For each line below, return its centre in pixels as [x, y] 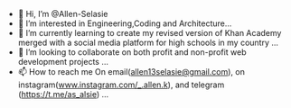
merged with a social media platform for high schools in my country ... [148, 42]
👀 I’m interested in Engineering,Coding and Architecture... [125, 23]
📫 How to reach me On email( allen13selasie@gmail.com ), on [131, 72]
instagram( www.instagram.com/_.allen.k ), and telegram [121, 85]
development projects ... [63, 62]
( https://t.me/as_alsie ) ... [63, 94]
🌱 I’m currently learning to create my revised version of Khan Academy [150, 33]
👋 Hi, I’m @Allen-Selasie [63, 14]
